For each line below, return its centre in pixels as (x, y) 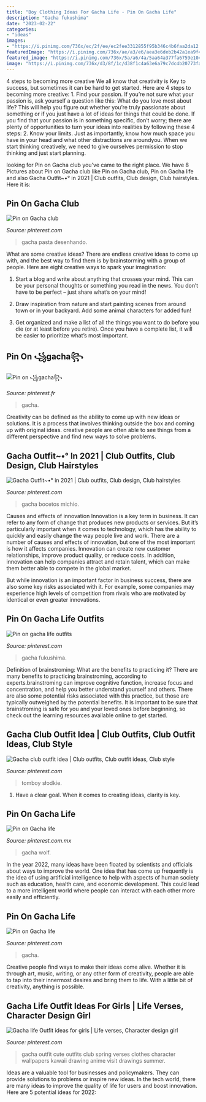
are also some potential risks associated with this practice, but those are (97, 696)
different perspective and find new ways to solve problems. (81, 436)
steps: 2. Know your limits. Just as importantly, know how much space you (101, 133)
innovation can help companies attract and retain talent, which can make (98, 561)
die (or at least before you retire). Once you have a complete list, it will (104, 329)
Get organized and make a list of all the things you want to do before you (107, 323)
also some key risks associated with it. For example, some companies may (100, 586)
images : (16, 41)
